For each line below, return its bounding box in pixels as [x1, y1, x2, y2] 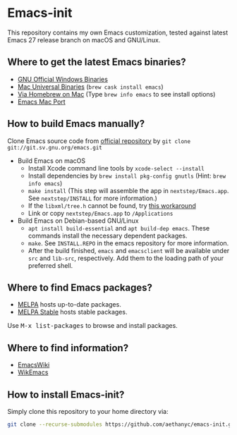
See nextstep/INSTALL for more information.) [28, 194, 157, 202]
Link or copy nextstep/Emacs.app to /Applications [28, 209, 174, 217]
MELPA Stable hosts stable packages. [17, 308, 128, 317]
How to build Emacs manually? [7, 118, 145, 130]
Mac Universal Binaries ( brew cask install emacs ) [17, 82, 164, 91]
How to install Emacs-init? [7, 388, 125, 400]
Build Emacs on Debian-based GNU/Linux [17, 216, 139, 225]
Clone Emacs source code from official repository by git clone [7, 136, 191, 145]
